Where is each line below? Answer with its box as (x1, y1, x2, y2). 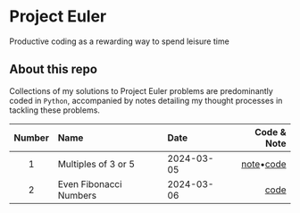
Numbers (57, 189, 97, 201)
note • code (240, 158, 287, 170)
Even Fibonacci (57, 177, 122, 190)
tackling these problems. (9, 105, 101, 115)
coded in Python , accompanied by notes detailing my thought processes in (9, 95, 283, 106)
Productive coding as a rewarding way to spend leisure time (9, 36, 229, 47)
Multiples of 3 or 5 (57, 158, 136, 170)
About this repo (9, 62, 98, 77)
